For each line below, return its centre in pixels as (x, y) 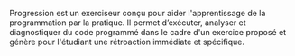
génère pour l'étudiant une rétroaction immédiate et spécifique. (127, 42)
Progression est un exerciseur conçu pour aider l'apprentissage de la (138, 13)
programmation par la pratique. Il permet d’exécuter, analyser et (128, 23)
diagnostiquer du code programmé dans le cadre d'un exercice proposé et (148, 32)
